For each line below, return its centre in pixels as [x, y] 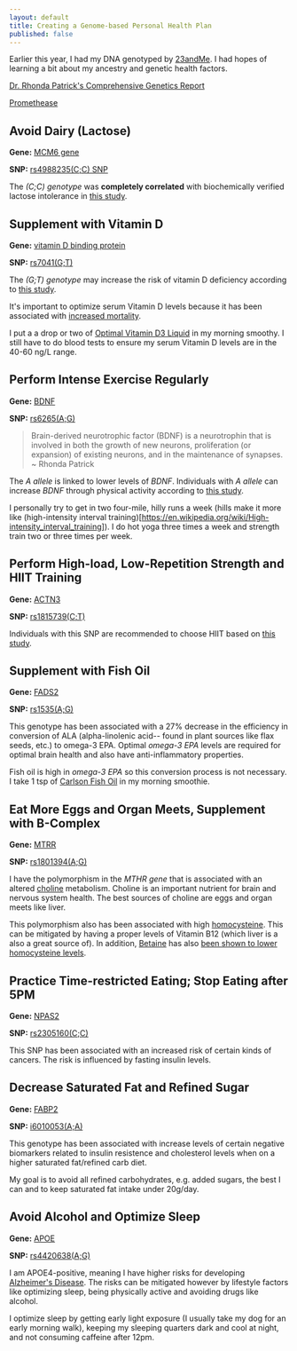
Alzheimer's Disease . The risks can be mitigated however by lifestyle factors [149, 1282]
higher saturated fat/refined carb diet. [78, 1162]
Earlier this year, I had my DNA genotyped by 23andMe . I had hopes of [138, 59]
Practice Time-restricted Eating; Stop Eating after [148, 980]
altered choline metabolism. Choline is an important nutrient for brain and [143, 889]
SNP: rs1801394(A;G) [48, 862]
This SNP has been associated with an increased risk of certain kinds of [141, 1051]
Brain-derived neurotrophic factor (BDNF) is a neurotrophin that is [151, 435]
